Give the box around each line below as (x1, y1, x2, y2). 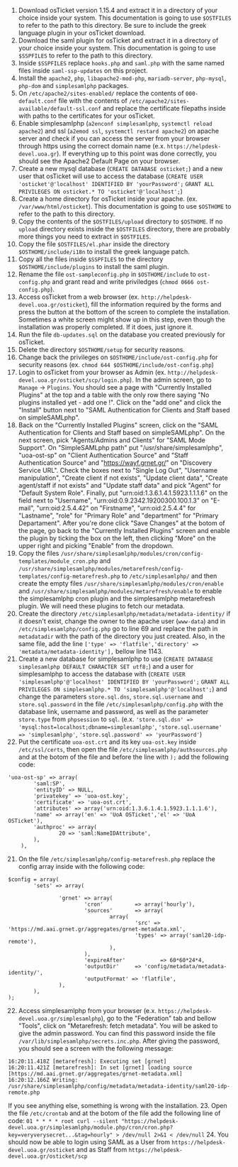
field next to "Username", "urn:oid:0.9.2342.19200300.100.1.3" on (18, 496, 210, 505)
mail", (18, 504, 35, 512)
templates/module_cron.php (18, 558, 98, 565)
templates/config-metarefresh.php (18, 573, 120, 580)
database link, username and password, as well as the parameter (18, 708, 208, 716)
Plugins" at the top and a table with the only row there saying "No (18, 390, 210, 399)
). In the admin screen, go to (129, 376, 212, 384)
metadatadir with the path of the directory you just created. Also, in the (18, 632, 225, 640)
